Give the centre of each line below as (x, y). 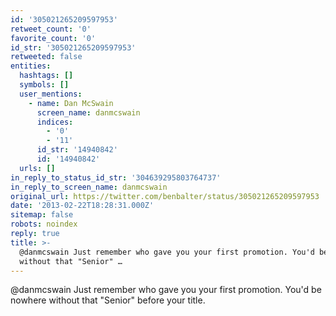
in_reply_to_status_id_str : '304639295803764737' (116, 177)
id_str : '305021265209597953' (73, 47)
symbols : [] (44, 85)
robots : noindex (44, 224)
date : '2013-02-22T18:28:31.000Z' (82, 206)
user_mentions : (51, 94)
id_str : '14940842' (77, 150)
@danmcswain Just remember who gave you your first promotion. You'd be (166, 290)
